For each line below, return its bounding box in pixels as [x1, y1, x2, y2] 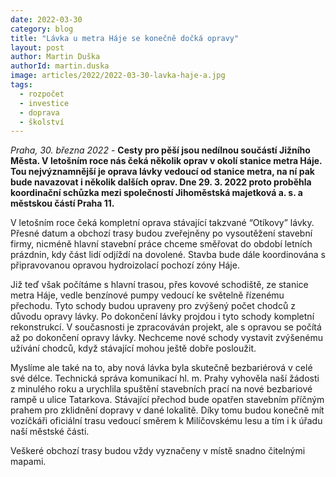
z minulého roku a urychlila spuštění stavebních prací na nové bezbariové [10, 383, 313, 395]
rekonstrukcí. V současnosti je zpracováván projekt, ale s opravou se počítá [10, 321, 322, 333]
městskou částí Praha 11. [10, 197, 115, 210]
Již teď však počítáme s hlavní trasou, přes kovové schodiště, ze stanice [10, 279, 309, 291]
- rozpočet [19, 89, 65, 99]
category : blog [10, 24, 74, 34]
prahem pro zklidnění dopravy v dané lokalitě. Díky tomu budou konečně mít [10, 404, 325, 416]
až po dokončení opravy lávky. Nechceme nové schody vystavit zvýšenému [10, 332, 323, 344]
